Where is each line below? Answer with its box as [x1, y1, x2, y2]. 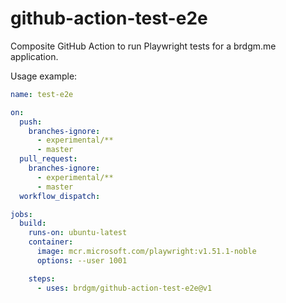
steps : [28, 273, 56, 284]
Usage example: [10, 70, 78, 82]
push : [19, 117, 43, 127]
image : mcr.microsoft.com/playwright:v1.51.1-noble [36, 247, 257, 257]
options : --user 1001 [36, 255, 128, 266]
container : [28, 237, 74, 247]
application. [10, 50, 59, 62]
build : [19, 218, 47, 229]
